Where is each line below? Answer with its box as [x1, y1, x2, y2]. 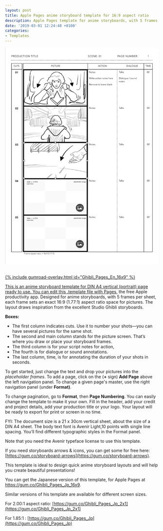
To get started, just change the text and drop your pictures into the [5, 368, 139, 374]
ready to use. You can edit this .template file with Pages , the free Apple [5, 289, 147, 294]
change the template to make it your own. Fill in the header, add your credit [5, 398, 156, 404]
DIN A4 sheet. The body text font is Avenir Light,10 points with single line [5, 423, 151, 429]
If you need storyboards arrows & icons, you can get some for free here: [5, 447, 150, 453]
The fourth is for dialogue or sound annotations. [12, 349, 109, 355]
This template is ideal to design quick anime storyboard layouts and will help [5, 462, 158, 468]
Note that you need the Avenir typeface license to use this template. [5, 438, 141, 444]
